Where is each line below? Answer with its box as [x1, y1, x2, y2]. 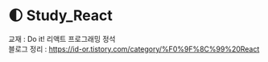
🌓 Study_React [8, 6, 113, 25]
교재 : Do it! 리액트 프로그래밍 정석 [8, 34, 116, 43]
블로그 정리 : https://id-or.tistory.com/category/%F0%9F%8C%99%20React [8, 43, 260, 54]
